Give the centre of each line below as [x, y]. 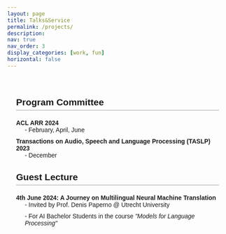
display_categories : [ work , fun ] [56, 53]
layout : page [26, 14]
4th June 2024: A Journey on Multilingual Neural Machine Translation [116, 198]
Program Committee [60, 102]
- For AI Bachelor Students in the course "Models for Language [110, 216]
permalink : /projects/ [40, 27]
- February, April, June [55, 130]
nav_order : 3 [26, 46]
